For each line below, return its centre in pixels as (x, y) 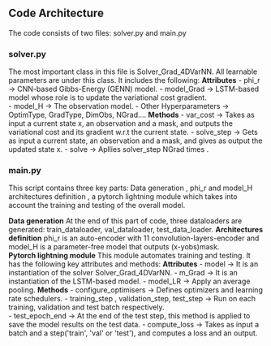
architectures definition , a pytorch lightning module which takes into (123, 197)
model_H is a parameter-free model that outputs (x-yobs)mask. (114, 247)
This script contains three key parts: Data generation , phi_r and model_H (131, 188)
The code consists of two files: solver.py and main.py (97, 32)
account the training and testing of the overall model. (97, 205)
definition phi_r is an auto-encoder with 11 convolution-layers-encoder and (134, 238)
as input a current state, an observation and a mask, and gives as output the (135, 141)
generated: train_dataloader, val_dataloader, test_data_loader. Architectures (136, 230)
